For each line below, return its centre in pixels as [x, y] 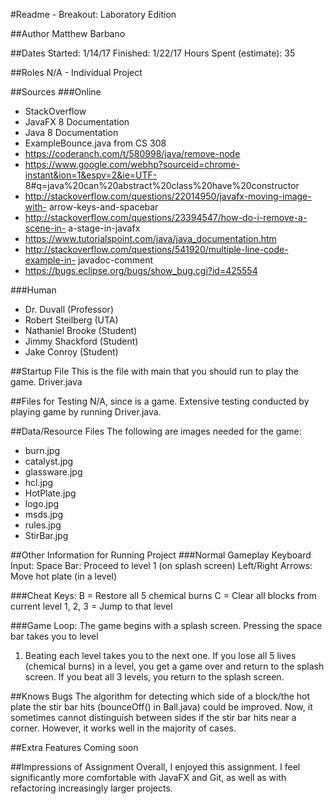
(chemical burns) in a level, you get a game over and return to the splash [174, 666]
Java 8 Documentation [71, 132]
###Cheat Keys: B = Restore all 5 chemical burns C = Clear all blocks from [163, 595]
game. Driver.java [46, 382]
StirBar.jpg [46, 535]
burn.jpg [42, 450]
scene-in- [45, 228]
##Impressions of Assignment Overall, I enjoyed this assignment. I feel [155, 767]
